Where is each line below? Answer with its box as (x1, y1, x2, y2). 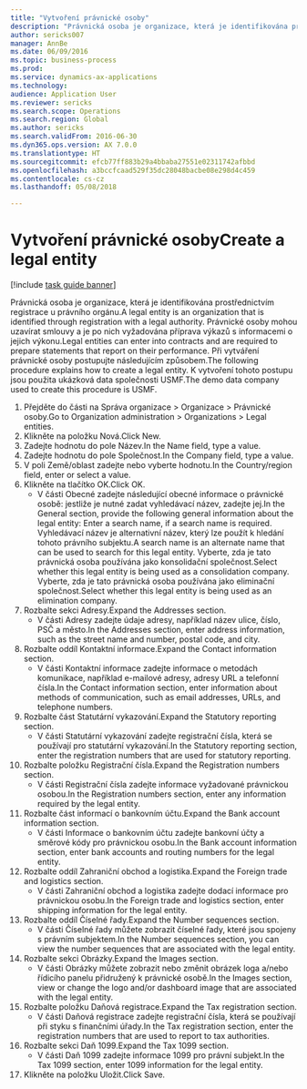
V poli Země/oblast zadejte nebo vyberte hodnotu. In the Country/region (23, 460, 292, 471)
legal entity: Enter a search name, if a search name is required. (36, 518, 272, 529)
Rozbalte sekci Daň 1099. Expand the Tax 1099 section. (23, 1040, 230, 1052)
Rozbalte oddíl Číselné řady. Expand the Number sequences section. (23, 914, 280, 925)
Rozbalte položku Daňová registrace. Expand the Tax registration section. (23, 1002, 297, 1013)
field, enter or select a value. (23, 470, 131, 481)
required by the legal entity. (36, 799, 140, 809)
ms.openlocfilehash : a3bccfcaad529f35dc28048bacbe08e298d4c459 (10, 166, 256, 175)
